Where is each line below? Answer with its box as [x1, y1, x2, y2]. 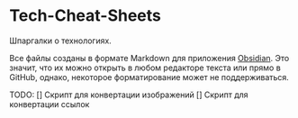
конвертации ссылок [9, 98, 90, 109]
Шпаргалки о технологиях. [9, 35, 113, 46]
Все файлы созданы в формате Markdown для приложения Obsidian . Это [9, 52, 290, 63]
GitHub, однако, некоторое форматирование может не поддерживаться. [9, 71, 290, 82]
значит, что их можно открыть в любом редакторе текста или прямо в [9, 62, 281, 73]
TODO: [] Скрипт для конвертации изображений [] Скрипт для [9, 89, 249, 100]
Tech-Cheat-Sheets [9, 5, 162, 26]
